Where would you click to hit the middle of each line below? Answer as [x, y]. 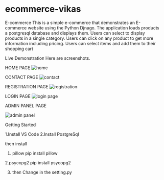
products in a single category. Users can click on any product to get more [79, 38]
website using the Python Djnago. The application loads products [94, 27]
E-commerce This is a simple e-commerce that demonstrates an [70, 23]
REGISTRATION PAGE [27, 86]
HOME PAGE [18, 68]
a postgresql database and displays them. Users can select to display [75, 33]
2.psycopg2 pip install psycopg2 [38, 162]
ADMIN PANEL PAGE [26, 105]
